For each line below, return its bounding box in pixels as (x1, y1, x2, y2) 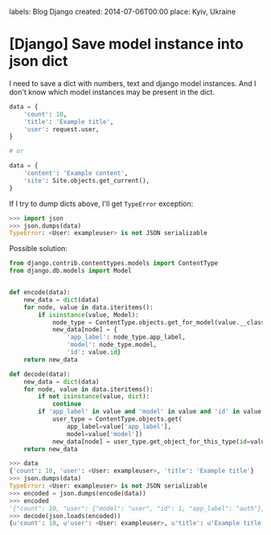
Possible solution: (9, 244, 68, 253)
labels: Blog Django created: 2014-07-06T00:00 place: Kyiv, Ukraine (9, 7, 236, 16)
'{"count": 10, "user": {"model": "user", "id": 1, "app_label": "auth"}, (9, 504, 265, 512)
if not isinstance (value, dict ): (38, 393, 150, 401)
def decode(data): (9, 370, 71, 378)
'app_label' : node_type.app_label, (66, 333, 186, 341)
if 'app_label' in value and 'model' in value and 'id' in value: (38, 408, 265, 416)
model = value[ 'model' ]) (66, 430, 143, 438)
